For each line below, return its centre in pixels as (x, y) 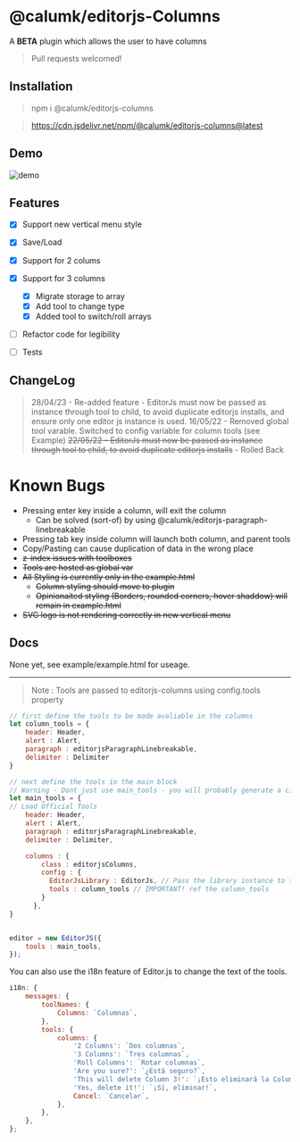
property (47, 699)
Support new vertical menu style (82, 224)
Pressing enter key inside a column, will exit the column (124, 510)
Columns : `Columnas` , (97, 1013)
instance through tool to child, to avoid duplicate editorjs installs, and (158, 412)
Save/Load (42, 242)
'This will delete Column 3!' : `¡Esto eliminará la (171, 1079)
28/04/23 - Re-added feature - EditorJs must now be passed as (149, 402)
